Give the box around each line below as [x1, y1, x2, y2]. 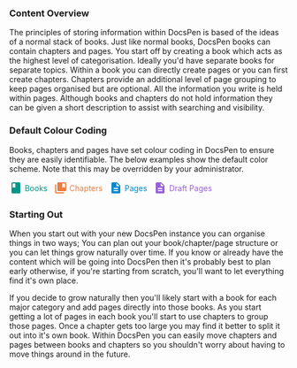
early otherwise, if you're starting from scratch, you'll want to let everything [9, 265, 285, 276]
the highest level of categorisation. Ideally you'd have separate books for [9, 56, 275, 66]
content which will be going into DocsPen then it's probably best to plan [9, 256, 271, 267]
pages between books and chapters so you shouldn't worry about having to [9, 339, 286, 349]
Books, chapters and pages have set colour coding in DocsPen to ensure [9, 144, 275, 155]
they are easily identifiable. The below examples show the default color [9, 154, 269, 165]
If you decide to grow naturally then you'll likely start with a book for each [9, 292, 277, 303]
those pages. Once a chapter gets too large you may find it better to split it [9, 320, 280, 331]
